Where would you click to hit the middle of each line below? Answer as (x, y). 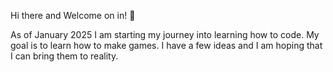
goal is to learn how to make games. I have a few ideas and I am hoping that (166, 45)
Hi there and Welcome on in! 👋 (73, 15)
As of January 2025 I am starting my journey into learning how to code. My (165, 34)
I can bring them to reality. (64, 56)
